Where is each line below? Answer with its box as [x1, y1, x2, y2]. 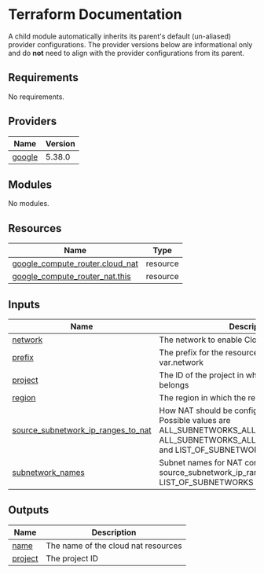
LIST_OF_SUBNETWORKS [159, 477, 254, 488]
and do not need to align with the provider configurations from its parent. [8, 48, 245, 57]
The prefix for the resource [159, 348, 258, 358]
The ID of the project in [159, 370, 244, 381]
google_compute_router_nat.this [12, 271, 131, 282]
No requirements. [8, 92, 65, 101]
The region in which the [159, 392, 246, 403]
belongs [159, 380, 189, 390]
